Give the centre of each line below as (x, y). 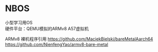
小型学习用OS (19, 22)
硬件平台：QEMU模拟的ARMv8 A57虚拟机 (47, 28)
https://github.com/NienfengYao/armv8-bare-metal (57, 44)
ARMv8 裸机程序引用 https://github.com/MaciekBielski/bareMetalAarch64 (79, 39)
